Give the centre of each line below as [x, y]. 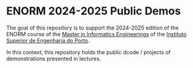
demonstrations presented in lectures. [54, 58]
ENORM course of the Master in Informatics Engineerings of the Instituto [97, 34]
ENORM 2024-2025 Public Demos [94, 11]
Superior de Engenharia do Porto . [48, 40]
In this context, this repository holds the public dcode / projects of [89, 52]
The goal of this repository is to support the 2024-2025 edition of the [93, 28]
